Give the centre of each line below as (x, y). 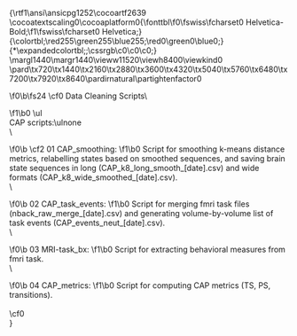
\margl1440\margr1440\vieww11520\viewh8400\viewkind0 (116, 60)
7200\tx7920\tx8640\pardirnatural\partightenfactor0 (106, 78)
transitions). (31, 295)
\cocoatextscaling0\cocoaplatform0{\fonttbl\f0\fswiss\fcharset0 (126, 22)
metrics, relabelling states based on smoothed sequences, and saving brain (147, 158)
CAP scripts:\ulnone (46, 122)
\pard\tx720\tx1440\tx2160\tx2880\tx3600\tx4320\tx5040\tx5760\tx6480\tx (148, 69)
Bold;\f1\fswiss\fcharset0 (55, 31)
